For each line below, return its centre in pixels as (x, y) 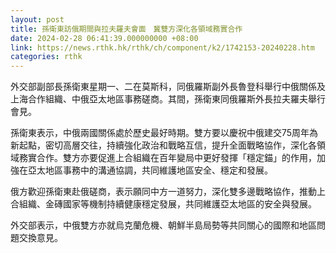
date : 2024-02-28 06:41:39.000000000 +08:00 (104, 38)
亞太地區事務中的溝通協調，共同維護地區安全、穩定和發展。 (150, 170)
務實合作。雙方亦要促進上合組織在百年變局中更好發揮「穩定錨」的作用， (167, 158)
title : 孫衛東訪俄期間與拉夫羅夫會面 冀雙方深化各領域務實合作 (126, 29)
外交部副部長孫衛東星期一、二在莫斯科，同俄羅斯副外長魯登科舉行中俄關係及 (168, 87)
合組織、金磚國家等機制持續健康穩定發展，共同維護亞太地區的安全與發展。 (163, 204)
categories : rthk (46, 57)
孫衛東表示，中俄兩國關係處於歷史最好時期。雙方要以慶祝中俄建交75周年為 (164, 133)
